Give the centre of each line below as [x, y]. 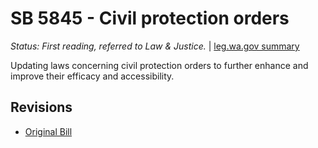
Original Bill [48, 131]
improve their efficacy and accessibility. [92, 76]
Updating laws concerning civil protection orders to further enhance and [159, 65]
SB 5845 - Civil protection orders [150, 18]
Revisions [41, 107]
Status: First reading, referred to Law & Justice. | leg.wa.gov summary [155, 46]
